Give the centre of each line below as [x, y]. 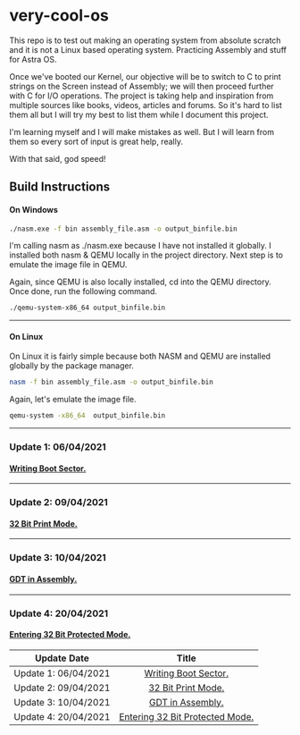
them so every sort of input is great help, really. [96, 141]
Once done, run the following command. [83, 291]
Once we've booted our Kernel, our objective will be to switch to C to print [145, 76]
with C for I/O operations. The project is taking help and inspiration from [142, 96]
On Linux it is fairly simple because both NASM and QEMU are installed [140, 356]
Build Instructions [60, 187]
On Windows [33, 209]
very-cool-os [59, 16]
